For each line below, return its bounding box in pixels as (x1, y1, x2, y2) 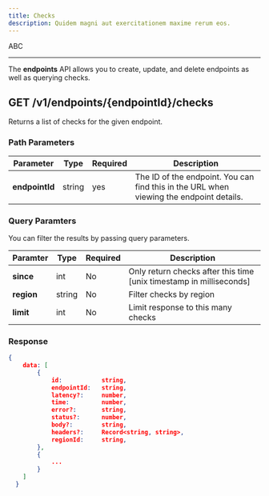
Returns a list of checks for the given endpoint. (8, 117, 163, 126)
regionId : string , (50, 435, 127, 444)
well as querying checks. (8, 73, 90, 82)
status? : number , (50, 414, 127, 422)
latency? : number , (50, 391, 127, 399)
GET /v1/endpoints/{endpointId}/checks (8, 95, 214, 109)
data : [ (22, 362, 48, 370)
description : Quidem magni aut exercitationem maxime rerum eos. (8, 19, 231, 27)
